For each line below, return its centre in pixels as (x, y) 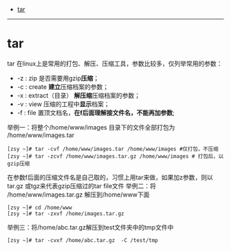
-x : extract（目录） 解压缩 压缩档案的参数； (79, 95)
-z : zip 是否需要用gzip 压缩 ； (58, 78)
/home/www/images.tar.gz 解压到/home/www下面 (78, 194)
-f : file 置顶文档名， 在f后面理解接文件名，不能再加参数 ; (96, 112)
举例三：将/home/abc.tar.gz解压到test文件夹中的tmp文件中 (90, 227)
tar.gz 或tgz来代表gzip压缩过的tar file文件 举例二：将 (82, 185)
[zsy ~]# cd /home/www (40, 208)
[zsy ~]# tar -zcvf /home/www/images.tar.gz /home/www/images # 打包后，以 (115, 156)
